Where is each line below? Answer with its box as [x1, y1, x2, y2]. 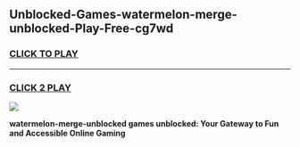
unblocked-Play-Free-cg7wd [9, 21, 174, 37]
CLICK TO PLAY [9, 48, 79, 61]
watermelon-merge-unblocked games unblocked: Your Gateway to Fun [9, 118, 279, 128]
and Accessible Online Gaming [9, 127, 126, 138]
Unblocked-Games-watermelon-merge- [9, 7, 238, 22]
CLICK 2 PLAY [9, 81, 71, 94]
